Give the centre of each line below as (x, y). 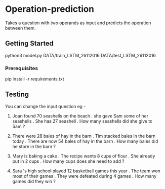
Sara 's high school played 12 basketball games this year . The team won (86, 171)
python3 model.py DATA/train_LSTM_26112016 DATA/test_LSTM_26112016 (81, 55)
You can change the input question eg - (45, 106)
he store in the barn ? (34, 146)
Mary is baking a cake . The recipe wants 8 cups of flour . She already (84, 156)
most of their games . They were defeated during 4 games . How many (84, 176)
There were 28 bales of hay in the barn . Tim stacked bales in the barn (84, 136)
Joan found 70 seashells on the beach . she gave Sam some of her (80, 116)
